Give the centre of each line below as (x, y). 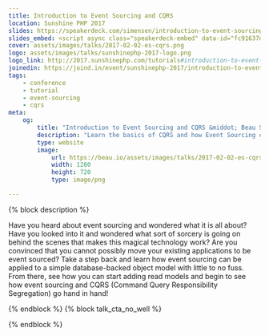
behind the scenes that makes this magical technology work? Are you (123, 242)
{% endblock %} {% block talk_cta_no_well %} (85, 309)
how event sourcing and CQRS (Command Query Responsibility (113, 285)
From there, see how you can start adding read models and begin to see (127, 276)
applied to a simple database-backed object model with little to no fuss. (126, 267)
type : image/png (78, 180)
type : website (60, 142)
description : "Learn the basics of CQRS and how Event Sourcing (147, 135)
